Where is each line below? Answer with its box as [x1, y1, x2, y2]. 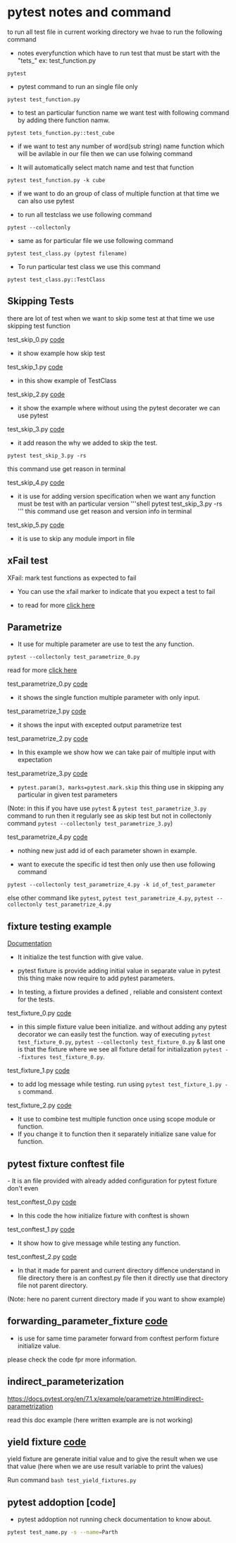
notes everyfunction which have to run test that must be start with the [17, 49, 221, 57]
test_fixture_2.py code [7, 1101, 72, 1109]
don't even [7, 1184, 39, 1192]
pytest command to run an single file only [17, 82, 139, 90]
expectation [17, 756, 53, 764]
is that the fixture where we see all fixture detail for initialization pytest [17, 1045, 223, 1054]
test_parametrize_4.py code [7, 833, 88, 841]
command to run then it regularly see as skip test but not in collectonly [7, 811, 212, 820]
